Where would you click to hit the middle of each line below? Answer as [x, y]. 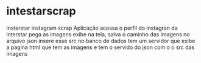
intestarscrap [41, 11]
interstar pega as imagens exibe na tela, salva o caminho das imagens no [98, 34]
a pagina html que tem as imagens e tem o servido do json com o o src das [100, 47]
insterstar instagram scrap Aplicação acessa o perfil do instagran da [92, 28]
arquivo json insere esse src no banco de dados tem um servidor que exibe [101, 41]
